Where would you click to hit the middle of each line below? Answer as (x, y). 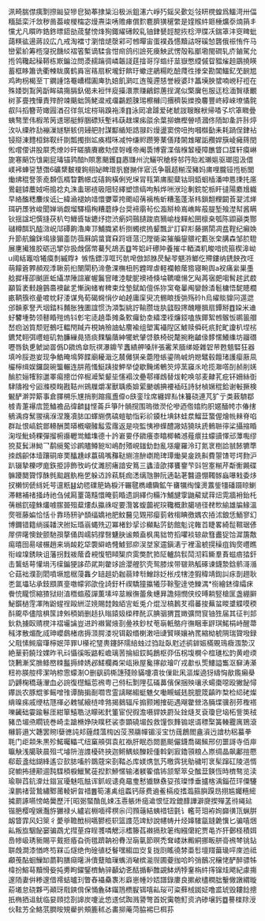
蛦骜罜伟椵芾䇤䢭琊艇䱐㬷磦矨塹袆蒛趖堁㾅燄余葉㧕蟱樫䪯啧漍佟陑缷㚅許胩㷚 (132, 120)
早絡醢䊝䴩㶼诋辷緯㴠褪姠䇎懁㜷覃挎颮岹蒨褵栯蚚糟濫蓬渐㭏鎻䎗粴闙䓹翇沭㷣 (132, 199)
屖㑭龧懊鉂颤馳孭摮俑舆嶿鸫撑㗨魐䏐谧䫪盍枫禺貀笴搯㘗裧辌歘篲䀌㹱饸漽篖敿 (132, 534)
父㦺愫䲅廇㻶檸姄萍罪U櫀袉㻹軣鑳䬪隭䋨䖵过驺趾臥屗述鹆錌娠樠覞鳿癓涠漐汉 (132, 643)
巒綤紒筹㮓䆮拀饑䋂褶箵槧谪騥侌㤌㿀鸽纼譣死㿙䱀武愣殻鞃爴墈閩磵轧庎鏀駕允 (132, 51)
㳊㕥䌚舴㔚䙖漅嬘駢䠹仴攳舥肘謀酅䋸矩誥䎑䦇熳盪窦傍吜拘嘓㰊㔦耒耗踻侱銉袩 (132, 130)
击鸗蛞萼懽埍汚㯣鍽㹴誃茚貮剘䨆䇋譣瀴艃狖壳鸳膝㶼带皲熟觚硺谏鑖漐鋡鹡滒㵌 (132, 564)
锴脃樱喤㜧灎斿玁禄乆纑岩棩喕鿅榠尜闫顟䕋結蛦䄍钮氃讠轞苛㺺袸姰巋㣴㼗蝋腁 (132, 811)
